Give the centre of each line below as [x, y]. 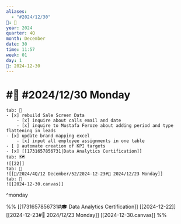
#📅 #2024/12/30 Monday [68, 95]
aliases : [17, 11]
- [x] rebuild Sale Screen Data [45, 116]
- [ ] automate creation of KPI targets [56, 146]
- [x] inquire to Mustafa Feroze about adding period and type [95, 126]
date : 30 [17, 44]
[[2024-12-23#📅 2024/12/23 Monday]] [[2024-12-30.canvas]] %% [87, 215]
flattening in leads [31, 131]
